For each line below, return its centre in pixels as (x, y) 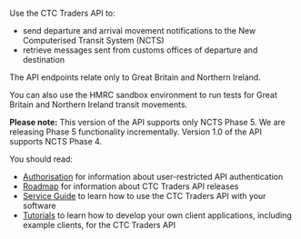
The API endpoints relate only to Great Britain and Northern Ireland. (135, 77)
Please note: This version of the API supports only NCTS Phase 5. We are (148, 122)
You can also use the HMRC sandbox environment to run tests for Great (143, 95)
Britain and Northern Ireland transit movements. (99, 105)
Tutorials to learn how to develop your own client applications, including (157, 215)
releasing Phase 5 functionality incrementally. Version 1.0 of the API (135, 132)
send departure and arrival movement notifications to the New (139, 30)
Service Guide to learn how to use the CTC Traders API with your (144, 196)
